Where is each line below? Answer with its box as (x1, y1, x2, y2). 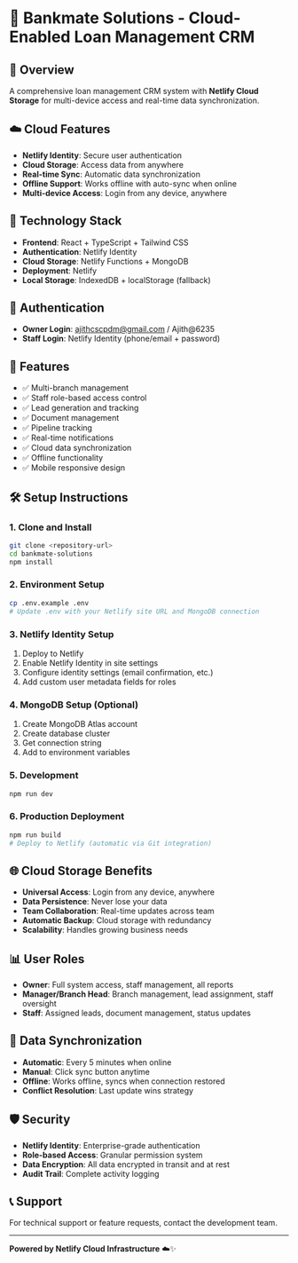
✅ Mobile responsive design (21, 462, 126, 473)
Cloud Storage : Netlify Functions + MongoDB (21, 256, 189, 266)
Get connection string (21, 738, 102, 748)
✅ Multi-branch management (21, 383, 129, 393)
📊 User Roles (9, 951, 85, 967)
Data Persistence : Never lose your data (21, 896, 168, 907)
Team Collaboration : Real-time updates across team (21, 905, 215, 917)
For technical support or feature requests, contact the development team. (9, 1218, 278, 1228)
